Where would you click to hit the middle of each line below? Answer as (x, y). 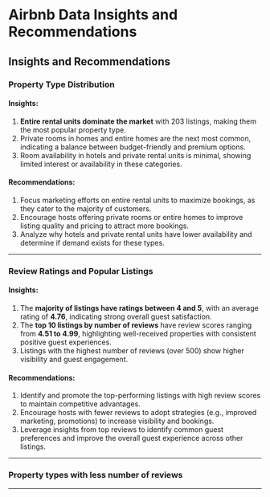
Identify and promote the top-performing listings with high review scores (140, 396)
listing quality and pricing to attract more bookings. (104, 226)
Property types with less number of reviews (96, 475)
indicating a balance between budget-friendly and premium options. (133, 147)
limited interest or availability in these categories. (101, 164)
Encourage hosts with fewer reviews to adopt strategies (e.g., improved (138, 413)
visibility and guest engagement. (74, 360)
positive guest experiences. (66, 342)
